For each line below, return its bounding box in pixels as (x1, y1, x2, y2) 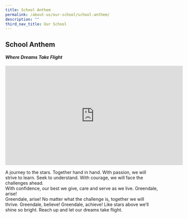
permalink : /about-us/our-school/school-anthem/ (5, 12, 110, 17)
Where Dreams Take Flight (5, 54, 62, 61)
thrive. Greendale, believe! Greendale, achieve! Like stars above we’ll (5, 201, 149, 207)
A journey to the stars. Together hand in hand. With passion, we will (5, 169, 146, 175)
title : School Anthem (5, 7, 51, 13)
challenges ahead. (5, 180, 44, 186)
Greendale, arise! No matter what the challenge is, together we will (5, 196, 144, 202)
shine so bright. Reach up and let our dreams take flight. (5, 206, 123, 212)
